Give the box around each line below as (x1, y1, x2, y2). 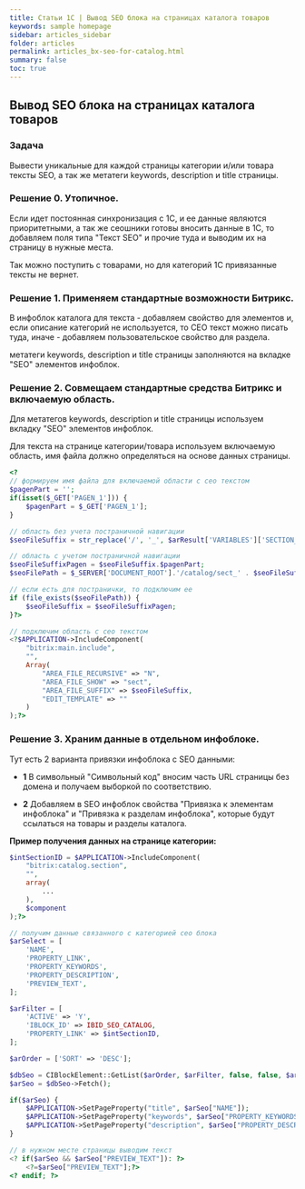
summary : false (9, 55, 67, 65)
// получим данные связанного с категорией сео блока (9, 928, 218, 937)
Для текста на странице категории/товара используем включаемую (9, 441, 276, 452)
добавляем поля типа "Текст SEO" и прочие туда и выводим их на (9, 232, 267, 243)
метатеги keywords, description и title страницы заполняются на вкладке (9, 349, 291, 360)
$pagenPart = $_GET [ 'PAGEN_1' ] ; (25, 502, 148, 511)
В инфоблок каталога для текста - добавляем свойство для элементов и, (9, 313, 294, 324)
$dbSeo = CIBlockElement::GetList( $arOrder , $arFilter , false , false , (9, 1070, 282, 1080)
